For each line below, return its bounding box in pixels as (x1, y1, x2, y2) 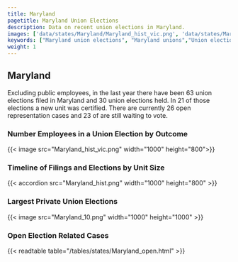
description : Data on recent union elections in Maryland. (7, 23, 186, 31)
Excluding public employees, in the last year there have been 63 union (7, 88, 212, 97)
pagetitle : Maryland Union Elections (7, 17, 119, 24)
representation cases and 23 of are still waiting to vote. (7, 111, 168, 119)
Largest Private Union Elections (7, 197, 118, 207)
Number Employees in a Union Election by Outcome (7, 129, 188, 138)
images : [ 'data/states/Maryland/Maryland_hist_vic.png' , (7, 30, 179, 38)
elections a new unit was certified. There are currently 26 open (7, 104, 191, 112)
